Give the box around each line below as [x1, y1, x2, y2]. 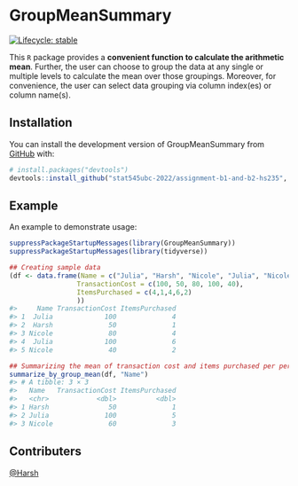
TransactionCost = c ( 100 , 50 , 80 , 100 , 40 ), [76, 279, 244, 288]
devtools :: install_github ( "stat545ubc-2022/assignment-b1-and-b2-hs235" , [9, 174, 288, 183]
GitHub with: [9, 148, 55, 159]
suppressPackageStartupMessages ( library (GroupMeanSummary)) [9, 239, 237, 248]
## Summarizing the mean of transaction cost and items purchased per [9, 361, 276, 371]
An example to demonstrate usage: [9, 222, 137, 232]
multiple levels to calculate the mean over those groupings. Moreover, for [9, 70, 277, 81]
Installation [9, 115, 73, 130]
